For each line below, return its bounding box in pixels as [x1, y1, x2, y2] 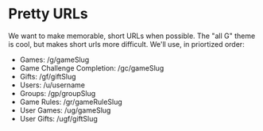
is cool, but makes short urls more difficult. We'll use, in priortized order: [8, 39, 245, 48]
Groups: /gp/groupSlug [19, 88, 96, 98]
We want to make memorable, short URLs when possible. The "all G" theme [8, 31, 256, 40]
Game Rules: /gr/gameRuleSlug [19, 97, 123, 106]
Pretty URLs [8, 5, 89, 23]
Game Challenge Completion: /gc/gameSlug [19, 63, 164, 72]
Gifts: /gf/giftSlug [19, 71, 77, 81]
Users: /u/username [19, 80, 86, 90]
